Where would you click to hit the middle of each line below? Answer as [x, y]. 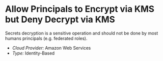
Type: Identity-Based [33, 53]
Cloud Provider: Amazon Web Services [52, 48]
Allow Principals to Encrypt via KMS [80, 9]
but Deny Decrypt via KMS [60, 19]
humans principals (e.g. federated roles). [46, 38]
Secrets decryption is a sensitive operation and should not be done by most [81, 33]
